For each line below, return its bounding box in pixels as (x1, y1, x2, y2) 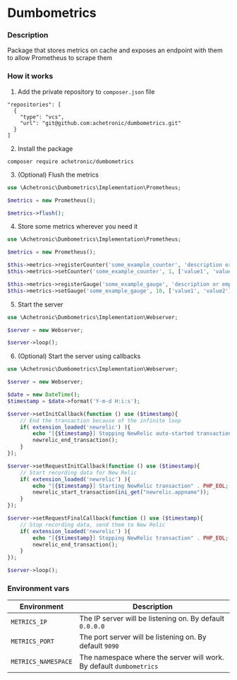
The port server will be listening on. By (79, 632, 207, 642)
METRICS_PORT (11, 638, 55, 645)
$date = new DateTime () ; (7, 391, 80, 398)
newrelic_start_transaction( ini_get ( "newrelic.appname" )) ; (32, 489, 210, 496)
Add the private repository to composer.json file (17, 87, 155, 96)
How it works (7, 71, 54, 81)
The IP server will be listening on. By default (79, 614, 224, 624)
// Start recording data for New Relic (20, 469, 138, 476)
